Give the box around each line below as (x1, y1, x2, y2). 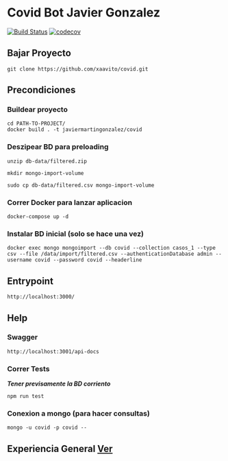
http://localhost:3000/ (7, 294, 75, 300)
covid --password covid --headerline (34, 257, 142, 263)
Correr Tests (7, 364, 50, 373)
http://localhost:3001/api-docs (7, 348, 99, 355)
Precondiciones (7, 84, 76, 96)
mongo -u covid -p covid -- (7, 424, 88, 432)
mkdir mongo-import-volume (7, 169, 84, 176)
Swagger (7, 333, 38, 342)
